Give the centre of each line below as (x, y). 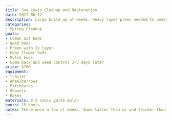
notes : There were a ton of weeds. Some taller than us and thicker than (86, 110)
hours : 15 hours (23, 105)
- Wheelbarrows (21, 81)
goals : (12, 34)
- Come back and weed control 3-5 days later (55, 62)
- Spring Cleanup (24, 29)
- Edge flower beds (26, 53)
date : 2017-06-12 (24, 15)
